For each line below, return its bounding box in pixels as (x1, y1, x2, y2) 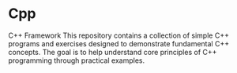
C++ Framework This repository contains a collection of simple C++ (8, 31, 229, 40)
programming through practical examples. (8, 56, 145, 65)
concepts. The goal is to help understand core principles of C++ (8, 47, 217, 57)
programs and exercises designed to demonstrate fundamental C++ (8, 38, 230, 48)
